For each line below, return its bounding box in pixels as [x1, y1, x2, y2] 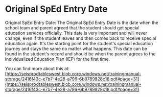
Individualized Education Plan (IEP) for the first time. [5, 56, 110, 62]
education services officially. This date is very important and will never [5, 30, 147, 36]
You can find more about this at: [5, 65, 70, 72]
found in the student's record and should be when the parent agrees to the [5, 50, 156, 57]
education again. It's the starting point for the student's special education [5, 40, 153, 46]
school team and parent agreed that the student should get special [5, 24, 140, 30]
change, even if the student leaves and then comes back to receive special [5, 35, 156, 41]
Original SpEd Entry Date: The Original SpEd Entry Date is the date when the [5, 20, 159, 25]
